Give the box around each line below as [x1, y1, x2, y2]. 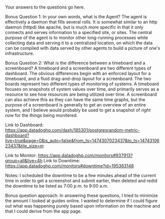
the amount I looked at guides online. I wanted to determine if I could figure [5, 198, 158, 204]
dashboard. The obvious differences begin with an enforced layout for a [5, 71, 151, 76]
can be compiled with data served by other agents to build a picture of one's [5, 45, 161, 51]
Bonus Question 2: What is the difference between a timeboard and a [5, 60, 145, 66]
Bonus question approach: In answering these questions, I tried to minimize [5, 192, 158, 198]
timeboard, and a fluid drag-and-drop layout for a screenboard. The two [5, 76, 151, 81]
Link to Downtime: [43, 158, 80, 163]
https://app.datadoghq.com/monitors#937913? [37, 152, 133, 158]
